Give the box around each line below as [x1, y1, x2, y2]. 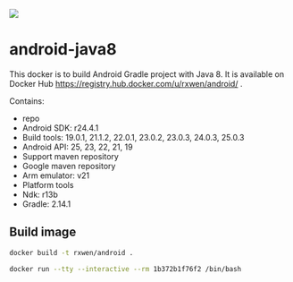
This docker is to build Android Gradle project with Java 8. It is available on [9, 68, 285, 80]
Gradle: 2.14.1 [21, 198, 71, 209]
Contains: [9, 95, 45, 107]
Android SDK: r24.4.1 [21, 122, 99, 133]
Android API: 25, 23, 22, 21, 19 [21, 141, 133, 152]
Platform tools [21, 179, 74, 190]
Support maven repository [21, 150, 119, 161]
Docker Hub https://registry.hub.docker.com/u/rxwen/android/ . [9, 78, 243, 89]
